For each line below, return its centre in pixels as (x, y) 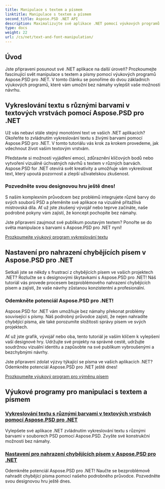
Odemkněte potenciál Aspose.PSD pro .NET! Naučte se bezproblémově (78, 470)
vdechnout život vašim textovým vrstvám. (48, 148)
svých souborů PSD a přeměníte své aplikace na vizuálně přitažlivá (73, 202)
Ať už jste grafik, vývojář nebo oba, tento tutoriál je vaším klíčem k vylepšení (82, 336)
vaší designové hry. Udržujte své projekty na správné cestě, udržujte (75, 342)
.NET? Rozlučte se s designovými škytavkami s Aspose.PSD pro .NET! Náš (81, 277)
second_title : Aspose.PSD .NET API (42, 19)
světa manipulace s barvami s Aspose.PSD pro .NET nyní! (64, 228)
